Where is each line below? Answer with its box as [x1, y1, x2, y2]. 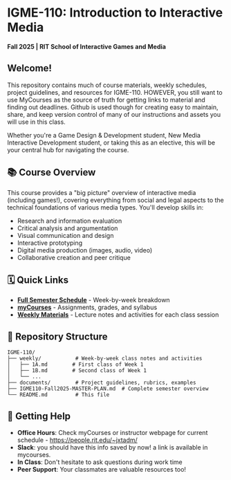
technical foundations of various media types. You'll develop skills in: [7, 203, 204, 212]
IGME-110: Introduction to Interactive [7, 5, 223, 21]
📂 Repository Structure [7, 331, 108, 342]
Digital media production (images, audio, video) [17, 246, 153, 254]
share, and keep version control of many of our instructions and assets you [7, 110, 221, 118]
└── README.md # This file [7, 391, 110, 398]
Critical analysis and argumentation [17, 223, 118, 232]
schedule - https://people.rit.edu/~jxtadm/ [17, 436, 138, 444]
